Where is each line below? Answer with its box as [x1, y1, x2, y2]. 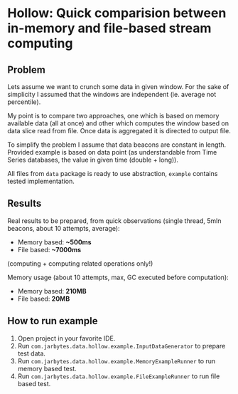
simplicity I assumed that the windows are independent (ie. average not [7, 90, 217, 98]
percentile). [7, 98, 41, 106]
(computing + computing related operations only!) [7, 259, 153, 268]
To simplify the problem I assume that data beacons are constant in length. [7, 140, 227, 149]
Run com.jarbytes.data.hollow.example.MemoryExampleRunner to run [17, 356, 216, 365]
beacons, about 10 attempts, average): [7, 224, 120, 232]
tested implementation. [7, 177, 75, 185]
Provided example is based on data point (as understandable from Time [7, 148, 217, 156]
